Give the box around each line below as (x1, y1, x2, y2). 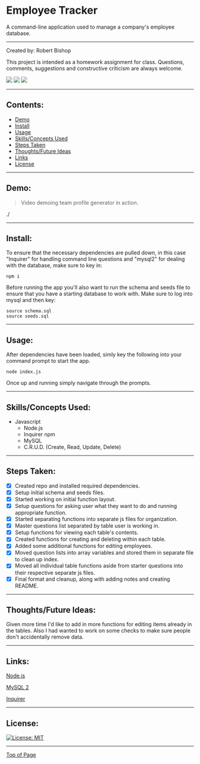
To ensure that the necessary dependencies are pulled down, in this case (6, 249, 186, 257)
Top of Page (6, 751, 36, 758)
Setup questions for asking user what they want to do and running (14, 503, 177, 509)
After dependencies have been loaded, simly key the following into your (6, 351, 182, 358)
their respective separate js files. (14, 569, 95, 576)
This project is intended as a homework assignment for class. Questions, (6, 58, 185, 66)
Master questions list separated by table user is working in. (14, 522, 160, 529)
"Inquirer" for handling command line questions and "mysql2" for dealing (6, 255, 185, 263)
